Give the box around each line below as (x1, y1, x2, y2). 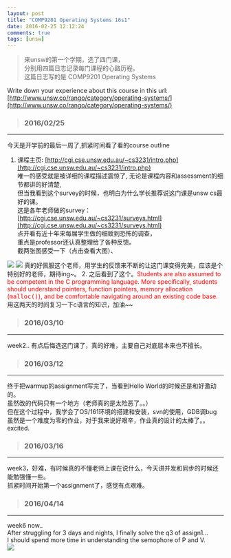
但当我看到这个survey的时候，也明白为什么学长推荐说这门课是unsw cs (16, 189, 217, 197)
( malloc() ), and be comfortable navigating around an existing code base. (7, 292, 218, 300)
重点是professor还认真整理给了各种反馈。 (16, 238, 135, 247)
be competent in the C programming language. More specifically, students (7, 278, 218, 286)
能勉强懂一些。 (7, 473, 49, 481)
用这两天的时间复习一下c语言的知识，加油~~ (7, 300, 133, 309)
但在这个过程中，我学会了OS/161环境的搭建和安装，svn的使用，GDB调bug (7, 408, 217, 416)
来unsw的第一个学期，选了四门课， (23, 56, 124, 64)
